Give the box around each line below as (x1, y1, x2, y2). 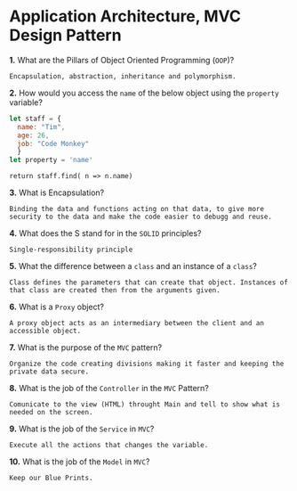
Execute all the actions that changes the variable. (9, 441, 209, 450)
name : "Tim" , (17, 122, 66, 131)
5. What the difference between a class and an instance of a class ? (9, 261, 258, 272)
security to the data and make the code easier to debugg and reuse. (9, 212, 273, 222)
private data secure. (9, 367, 90, 376)
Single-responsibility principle (9, 245, 133, 255)
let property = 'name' (9, 156, 93, 165)
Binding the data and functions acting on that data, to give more (9, 205, 265, 214)
